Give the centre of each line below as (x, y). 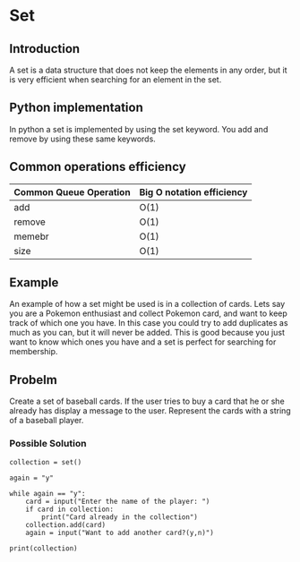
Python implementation (76, 108)
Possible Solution (48, 444)
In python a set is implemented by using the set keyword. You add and (139, 129)
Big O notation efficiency (193, 192)
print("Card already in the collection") (120, 517)
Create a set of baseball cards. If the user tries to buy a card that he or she (147, 401)
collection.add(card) (65, 524)
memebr (31, 236)
